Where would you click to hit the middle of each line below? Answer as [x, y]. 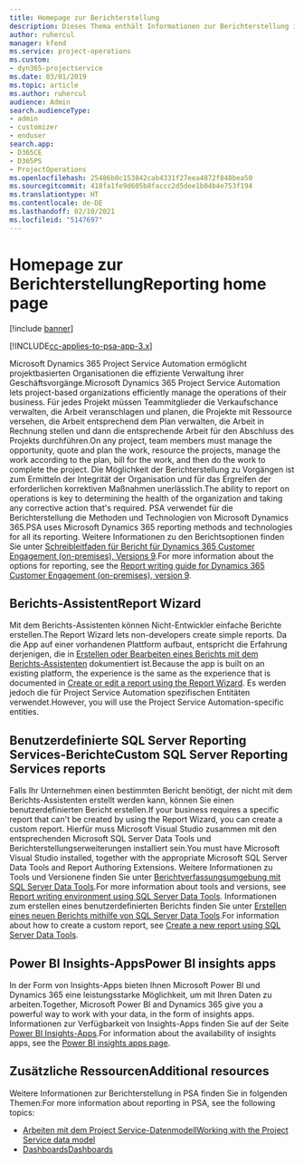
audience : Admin [40, 102]
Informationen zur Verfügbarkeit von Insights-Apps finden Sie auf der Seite [149, 1024]
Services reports [57, 769]
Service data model [59, 1139]
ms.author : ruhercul [48, 93]
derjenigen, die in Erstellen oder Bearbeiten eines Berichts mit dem [134, 654]
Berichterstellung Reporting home [138, 284]
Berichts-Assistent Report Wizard [105, 603]
